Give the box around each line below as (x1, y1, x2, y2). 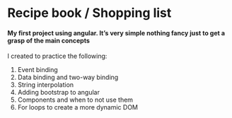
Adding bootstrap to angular (17, 88, 100, 97)
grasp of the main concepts (7, 36, 91, 45)
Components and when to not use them (17, 95, 133, 104)
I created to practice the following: (7, 52, 108, 61)
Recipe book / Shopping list (7, 5, 172, 21)
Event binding (17, 66, 58, 74)
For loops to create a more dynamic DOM (17, 103, 138, 112)
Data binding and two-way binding (17, 73, 119, 82)
